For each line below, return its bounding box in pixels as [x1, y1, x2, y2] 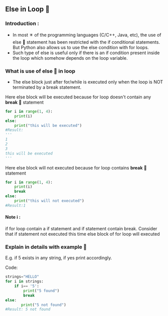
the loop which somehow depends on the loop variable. [12, 55, 128, 61]
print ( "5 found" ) [23, 288, 59, 293]
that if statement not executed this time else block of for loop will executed [5, 231, 160, 237]
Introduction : [5, 20, 39, 27]
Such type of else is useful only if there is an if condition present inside [12, 50, 160, 56]
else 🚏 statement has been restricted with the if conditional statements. [12, 39, 160, 45]
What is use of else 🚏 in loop [5, 67, 75, 74]
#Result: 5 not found [5, 307, 51, 312]
